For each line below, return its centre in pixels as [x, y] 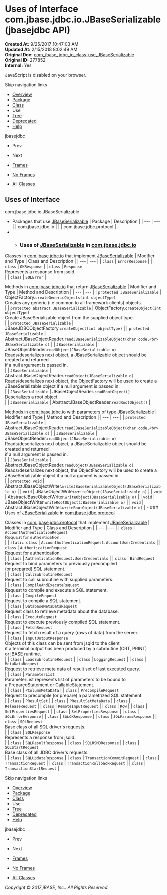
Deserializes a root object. [32, 397]
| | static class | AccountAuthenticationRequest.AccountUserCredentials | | [83, 542]
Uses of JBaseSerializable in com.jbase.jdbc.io [78, 245]
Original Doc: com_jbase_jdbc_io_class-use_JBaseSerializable [70, 55]
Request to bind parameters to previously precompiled [61, 564]
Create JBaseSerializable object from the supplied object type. [70, 318]
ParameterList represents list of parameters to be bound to [66, 680]
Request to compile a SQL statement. [43, 601]
